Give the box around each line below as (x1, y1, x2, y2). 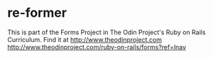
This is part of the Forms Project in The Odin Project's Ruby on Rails (7, 28, 206, 36)
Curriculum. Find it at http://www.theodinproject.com (7, 35, 162, 43)
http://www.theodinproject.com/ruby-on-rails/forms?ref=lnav (7, 43, 187, 51)
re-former (7, 5, 67, 21)
